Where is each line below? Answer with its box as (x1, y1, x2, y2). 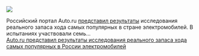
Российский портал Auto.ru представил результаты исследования (6, 17, 178, 24)
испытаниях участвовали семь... (6, 30, 91, 37)
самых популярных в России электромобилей (6, 43, 126, 50)
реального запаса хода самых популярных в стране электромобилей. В (6, 23, 194, 31)
